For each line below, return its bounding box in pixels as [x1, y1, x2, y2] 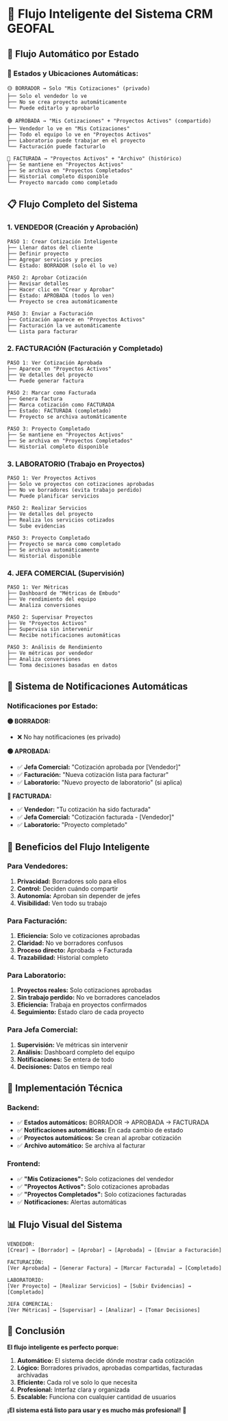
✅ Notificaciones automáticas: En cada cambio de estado [16, 1126, 183, 1135]
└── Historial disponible [7, 553, 81, 560]
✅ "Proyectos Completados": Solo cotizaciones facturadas [16, 1190, 187, 1198]
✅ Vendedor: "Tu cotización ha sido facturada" [16, 805, 151, 814]
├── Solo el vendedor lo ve [7, 92, 88, 99]
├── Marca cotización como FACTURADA [7, 401, 115, 408]
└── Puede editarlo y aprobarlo [7, 104, 99, 112]
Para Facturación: [7, 916, 68, 926]
